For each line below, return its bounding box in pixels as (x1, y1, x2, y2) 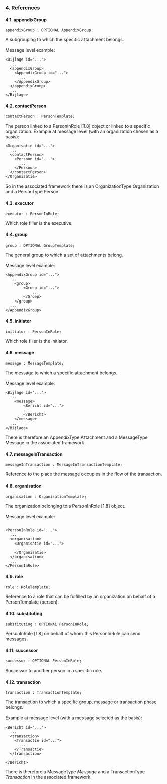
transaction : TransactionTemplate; (5, 690, 82, 695)
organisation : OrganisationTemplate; (5, 494, 87, 499)
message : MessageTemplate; (5, 361, 64, 366)
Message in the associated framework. (5, 440, 86, 446)
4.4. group (5, 231, 28, 238)
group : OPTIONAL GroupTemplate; (5, 243, 75, 248)
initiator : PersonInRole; (5, 329, 62, 334)
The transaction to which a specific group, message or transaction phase (5, 699, 157, 705)
